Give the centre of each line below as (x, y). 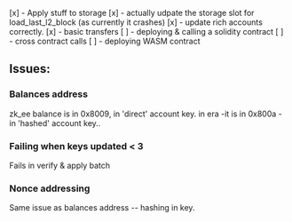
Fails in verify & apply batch (60, 165)
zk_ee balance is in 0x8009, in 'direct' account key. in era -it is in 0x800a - (146, 114)
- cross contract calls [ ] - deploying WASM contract (105, 41)
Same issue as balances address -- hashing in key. (102, 208)
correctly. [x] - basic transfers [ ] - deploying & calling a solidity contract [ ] (146, 32)
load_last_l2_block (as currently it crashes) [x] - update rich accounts (136, 22)
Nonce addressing (50, 188)
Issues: (30, 69)
